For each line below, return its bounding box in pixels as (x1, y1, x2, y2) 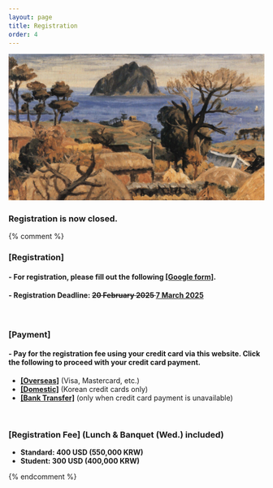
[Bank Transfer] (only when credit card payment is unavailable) (19, 393, 233, 403)
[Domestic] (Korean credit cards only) (19, 384, 149, 394)
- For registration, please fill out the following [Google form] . (8, 272, 217, 281)
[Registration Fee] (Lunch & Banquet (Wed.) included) (8, 429, 224, 440)
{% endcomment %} (8, 472, 77, 481)
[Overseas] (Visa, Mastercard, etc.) (19, 375, 140, 386)
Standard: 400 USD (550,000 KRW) (19, 447, 144, 457)
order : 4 (8, 30, 38, 38)
